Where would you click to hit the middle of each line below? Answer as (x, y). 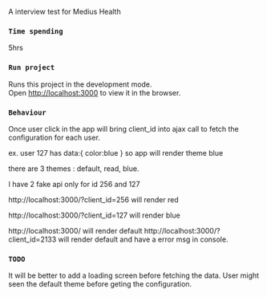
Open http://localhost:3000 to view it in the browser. (95, 92)
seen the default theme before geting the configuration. (100, 284)
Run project (32, 68)
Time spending (36, 31)
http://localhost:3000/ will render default (75, 230)
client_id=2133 (32, 239)
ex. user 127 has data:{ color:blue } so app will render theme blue (116, 153)
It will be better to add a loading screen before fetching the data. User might (133, 275)
